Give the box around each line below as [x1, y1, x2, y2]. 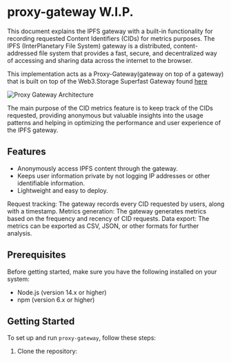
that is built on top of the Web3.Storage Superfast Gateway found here [7, 77, 208, 85]
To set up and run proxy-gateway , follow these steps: [7, 334, 157, 342]
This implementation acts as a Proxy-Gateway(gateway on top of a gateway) [7, 70, 224, 78]
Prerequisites [7, 249, 66, 261]
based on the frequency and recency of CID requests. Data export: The [7, 214, 210, 222]
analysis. [7, 229, 32, 237]
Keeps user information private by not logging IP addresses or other [17, 171, 210, 180]
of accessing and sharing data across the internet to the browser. [7, 56, 193, 64]
